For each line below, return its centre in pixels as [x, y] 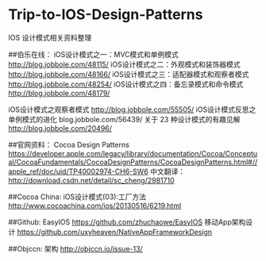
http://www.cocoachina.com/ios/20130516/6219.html [95, 205]
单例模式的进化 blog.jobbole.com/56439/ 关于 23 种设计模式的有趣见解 [124, 119]
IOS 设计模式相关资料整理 [50, 37]
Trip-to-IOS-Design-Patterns [106, 15]
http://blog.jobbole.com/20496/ [60, 128]
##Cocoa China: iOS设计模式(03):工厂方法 [77, 197]
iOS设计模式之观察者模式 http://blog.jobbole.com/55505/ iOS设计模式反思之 [132, 109]
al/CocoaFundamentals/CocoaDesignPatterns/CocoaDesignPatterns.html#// [133, 162]
